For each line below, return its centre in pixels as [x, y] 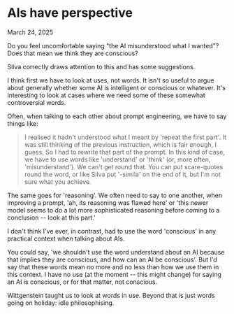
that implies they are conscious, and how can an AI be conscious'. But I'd [112, 259]
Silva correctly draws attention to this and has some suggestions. [101, 66]
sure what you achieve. [58, 181]
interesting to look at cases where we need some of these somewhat [107, 95]
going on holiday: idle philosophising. [61, 303]
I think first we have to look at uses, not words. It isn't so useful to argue [111, 80]
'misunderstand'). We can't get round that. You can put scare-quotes [124, 166]
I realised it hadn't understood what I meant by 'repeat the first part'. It [125, 137]
